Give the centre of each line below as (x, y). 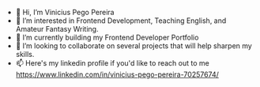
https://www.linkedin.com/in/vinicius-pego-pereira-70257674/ (117, 74)
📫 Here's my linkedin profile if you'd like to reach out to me (112, 63)
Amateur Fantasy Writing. (57, 29)
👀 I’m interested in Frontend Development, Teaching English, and (121, 21)
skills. (25, 54)
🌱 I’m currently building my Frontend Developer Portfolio (107, 37)
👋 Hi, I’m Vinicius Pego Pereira (65, 12)
